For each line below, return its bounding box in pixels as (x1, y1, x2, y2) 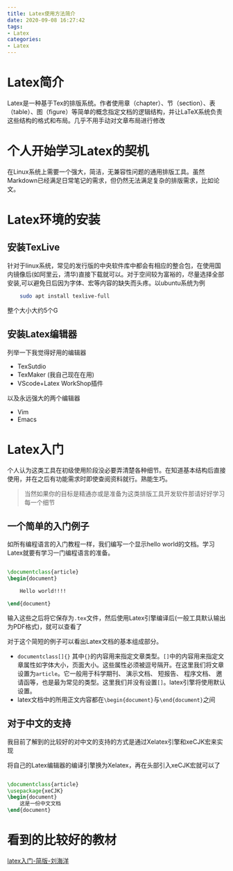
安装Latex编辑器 (7, 328, 78, 341)
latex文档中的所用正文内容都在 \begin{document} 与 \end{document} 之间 (17, 695, 216, 703)
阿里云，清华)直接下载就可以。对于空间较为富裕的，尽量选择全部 (40, 270, 225, 278)
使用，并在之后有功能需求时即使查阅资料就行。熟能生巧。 (7, 474, 171, 483)
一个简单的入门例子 (7, 520, 89, 532)
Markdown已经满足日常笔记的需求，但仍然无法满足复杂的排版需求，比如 (7, 176, 214, 184)
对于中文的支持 (7, 717, 71, 730)
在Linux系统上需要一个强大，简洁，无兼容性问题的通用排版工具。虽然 (7, 168, 205, 176)
